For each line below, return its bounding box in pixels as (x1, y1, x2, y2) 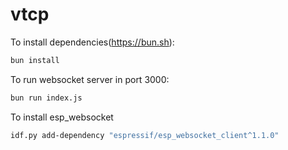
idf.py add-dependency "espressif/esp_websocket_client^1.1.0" (10, 130, 280, 140)
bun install (10, 55, 60, 65)
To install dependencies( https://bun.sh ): (10, 36, 175, 48)
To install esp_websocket (10, 111, 114, 123)
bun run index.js (10, 93, 83, 103)
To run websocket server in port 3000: (10, 73, 170, 85)
